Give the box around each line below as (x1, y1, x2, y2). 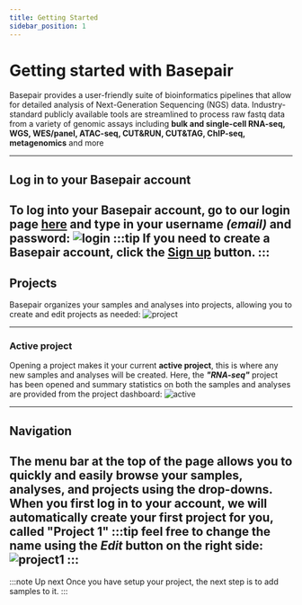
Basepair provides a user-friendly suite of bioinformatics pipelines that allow (9, 90, 292, 101)
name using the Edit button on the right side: (9, 538, 263, 554)
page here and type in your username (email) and (9, 217, 292, 232)
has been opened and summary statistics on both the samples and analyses (9, 379, 291, 390)
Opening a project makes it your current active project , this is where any (9, 360, 279, 371)
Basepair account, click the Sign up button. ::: (9, 245, 271, 261)
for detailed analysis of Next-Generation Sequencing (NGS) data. (9, 100, 250, 111)
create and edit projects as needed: (9, 309, 141, 320)
